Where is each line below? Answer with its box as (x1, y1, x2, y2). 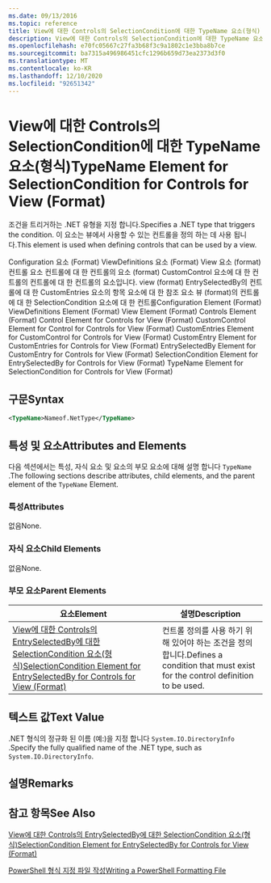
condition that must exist (162, 660, 256, 671)
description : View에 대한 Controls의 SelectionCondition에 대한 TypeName (8, 34, 250, 43)
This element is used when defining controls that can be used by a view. (16, 240, 257, 250)
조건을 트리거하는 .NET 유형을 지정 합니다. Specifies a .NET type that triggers (8, 220, 256, 230)
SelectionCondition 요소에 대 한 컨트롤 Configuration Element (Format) (33, 298, 262, 307)
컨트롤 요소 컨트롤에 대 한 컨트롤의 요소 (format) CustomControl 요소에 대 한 (8, 268, 251, 277)
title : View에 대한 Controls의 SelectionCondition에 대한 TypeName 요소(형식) (8, 27, 261, 35)
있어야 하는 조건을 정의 (172, 636, 253, 648)
